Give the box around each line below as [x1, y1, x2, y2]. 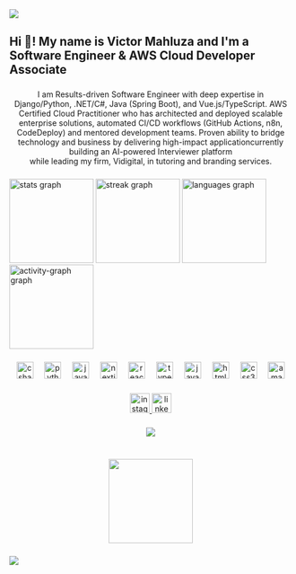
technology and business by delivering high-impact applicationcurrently [17, 137, 284, 147]
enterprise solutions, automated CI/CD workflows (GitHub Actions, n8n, [18, 118, 283, 128]
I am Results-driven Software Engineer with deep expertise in [37, 89, 265, 100]
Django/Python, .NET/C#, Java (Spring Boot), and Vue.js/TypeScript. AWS [13, 99, 288, 110]
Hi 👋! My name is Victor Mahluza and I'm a [9, 34, 249, 49]
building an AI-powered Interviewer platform [68, 146, 233, 157]
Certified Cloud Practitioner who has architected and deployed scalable [18, 108, 283, 119]
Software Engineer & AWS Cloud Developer [9, 49, 256, 64]
